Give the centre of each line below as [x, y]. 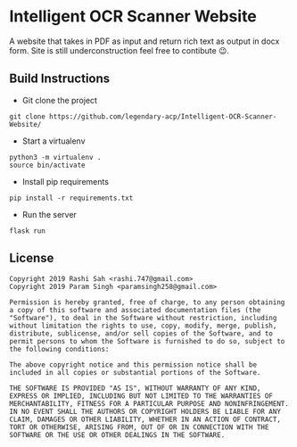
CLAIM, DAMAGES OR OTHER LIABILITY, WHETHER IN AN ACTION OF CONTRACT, [145, 419]
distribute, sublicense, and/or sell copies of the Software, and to [141, 333]
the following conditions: [59, 349]
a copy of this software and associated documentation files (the [135, 310]
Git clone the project [60, 100]
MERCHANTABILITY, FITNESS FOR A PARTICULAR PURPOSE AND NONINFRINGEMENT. [149, 403]
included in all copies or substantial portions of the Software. [135, 372]
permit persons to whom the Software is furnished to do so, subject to [147, 341]
